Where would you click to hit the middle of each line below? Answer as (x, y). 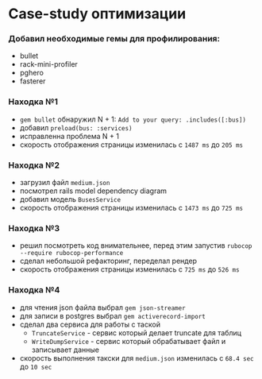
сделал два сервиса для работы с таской (90, 324)
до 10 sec (36, 366)
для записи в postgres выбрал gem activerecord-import (113, 315)
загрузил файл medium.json (65, 183)
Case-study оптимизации (97, 14)
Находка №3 (34, 228)
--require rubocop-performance (71, 253)
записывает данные (65, 350)
